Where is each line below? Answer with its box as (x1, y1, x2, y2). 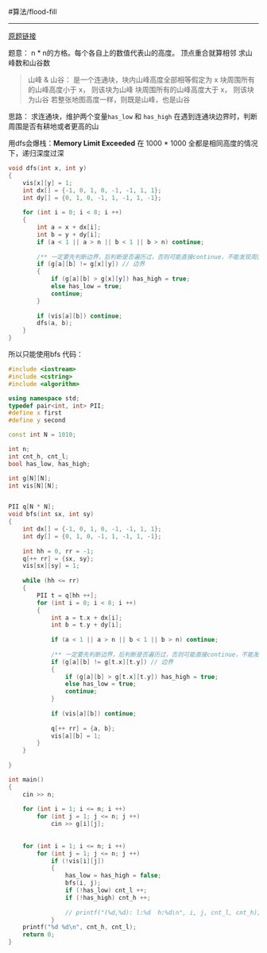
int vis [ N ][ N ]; (8, 481, 59, 490)
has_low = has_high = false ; (64, 872, 161, 880)
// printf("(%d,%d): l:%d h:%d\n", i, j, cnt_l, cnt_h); (64, 909, 261, 916)
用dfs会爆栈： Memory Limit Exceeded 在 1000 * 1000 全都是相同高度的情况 (8, 138, 258, 148)
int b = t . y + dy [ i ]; (50, 621, 123, 629)
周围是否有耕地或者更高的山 (8, 122, 99, 131)
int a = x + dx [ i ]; (37, 223, 102, 231)
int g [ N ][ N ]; (8, 474, 52, 482)
